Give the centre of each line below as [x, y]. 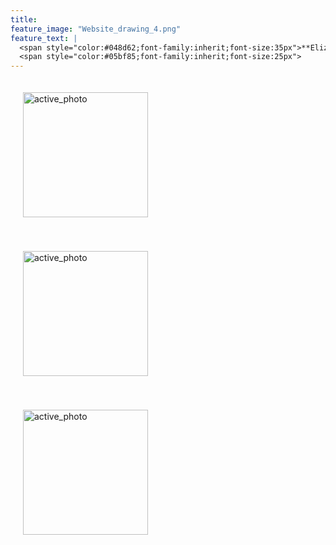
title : [24, 19]
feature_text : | [44, 38]
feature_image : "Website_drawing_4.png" [96, 29]
